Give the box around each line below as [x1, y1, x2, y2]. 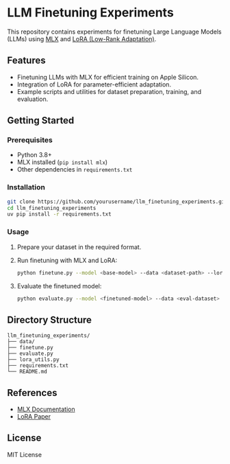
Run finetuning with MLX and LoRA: [16, 256, 118, 264]
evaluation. [16, 95, 49, 103]
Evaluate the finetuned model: [16, 281, 102, 290]
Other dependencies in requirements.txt [16, 165, 133, 174]
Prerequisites [7, 135, 53, 145]
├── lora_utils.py [7, 356, 60, 363]
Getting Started [7, 115, 75, 126]
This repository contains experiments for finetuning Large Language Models [7, 27, 222, 36]
